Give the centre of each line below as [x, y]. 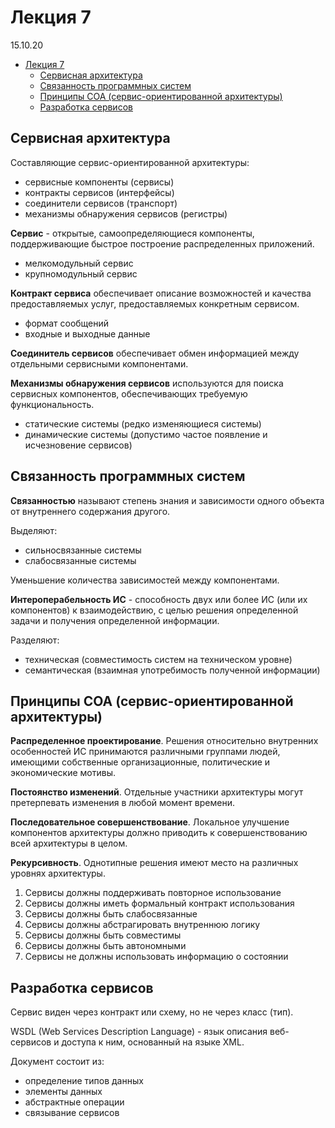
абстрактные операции [74, 1102]
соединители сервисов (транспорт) [101, 203]
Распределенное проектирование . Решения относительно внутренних [164, 741]
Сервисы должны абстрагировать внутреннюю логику [142, 925]
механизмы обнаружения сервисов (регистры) [126, 213]
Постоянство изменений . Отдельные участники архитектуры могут [157, 792]
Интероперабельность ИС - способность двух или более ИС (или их [159, 599]
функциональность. [52, 404]
